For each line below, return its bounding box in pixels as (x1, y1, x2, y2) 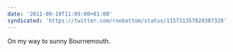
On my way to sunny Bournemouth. (7, 36, 111, 45)
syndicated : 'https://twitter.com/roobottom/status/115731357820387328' (7, 17, 227, 24)
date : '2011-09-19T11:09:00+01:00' (7, 10, 113, 18)
